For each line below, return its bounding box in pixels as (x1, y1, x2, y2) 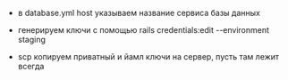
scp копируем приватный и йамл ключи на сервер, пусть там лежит (17, 52, 280, 61)
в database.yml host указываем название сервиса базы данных (17, 8, 261, 18)
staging (17, 35, 47, 44)
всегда (17, 61, 45, 71)
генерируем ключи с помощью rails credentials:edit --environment (17, 25, 270, 35)
